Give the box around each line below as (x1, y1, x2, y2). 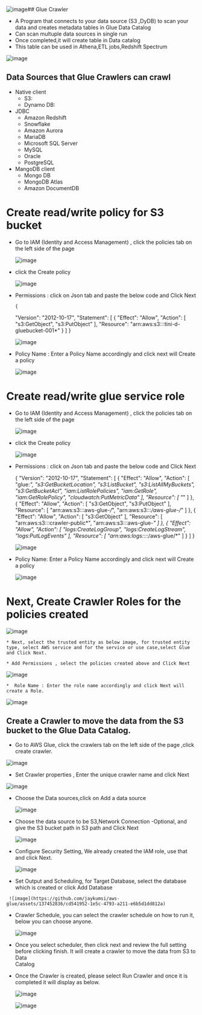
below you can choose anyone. (14, 918, 93, 925)
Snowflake (24, 120, 51, 127)
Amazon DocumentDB (24, 184, 80, 191)
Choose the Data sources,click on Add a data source (14, 795, 147, 802)
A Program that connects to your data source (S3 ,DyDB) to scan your (14, 18, 189, 24)
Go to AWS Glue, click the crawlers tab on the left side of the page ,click (14, 741, 195, 749)
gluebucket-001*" (14, 327, 60, 334)
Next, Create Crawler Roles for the (6, 595, 181, 608)
